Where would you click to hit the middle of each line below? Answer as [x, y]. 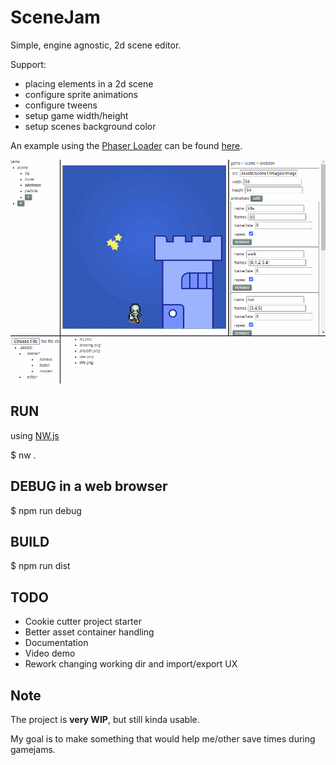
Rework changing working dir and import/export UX [131, 664]
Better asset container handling [89, 632]
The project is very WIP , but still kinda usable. [105, 720]
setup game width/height [76, 115]
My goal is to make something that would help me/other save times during [163, 739]
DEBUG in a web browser [89, 486]
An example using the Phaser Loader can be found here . [126, 145]
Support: [28, 64]
